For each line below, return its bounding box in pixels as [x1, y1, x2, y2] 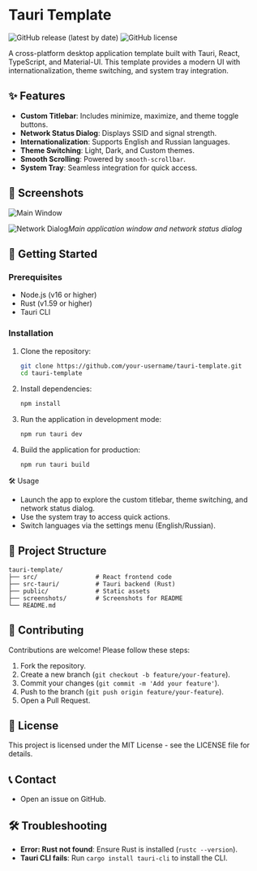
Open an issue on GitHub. [19, 795, 107, 804]
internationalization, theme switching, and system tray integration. [8, 65, 229, 75]
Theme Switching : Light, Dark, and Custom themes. [19, 145, 195, 155]
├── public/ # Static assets [8, 587, 151, 595]
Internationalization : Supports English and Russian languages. [19, 137, 231, 146]
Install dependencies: [19, 384, 92, 394]
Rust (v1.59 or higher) [19, 298, 93, 308]
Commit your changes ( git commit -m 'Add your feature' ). [19, 677, 221, 688]
